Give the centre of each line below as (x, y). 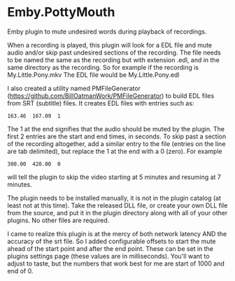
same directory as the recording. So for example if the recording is (103, 67)
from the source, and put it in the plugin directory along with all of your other (117, 212)
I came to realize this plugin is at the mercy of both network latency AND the (117, 233)
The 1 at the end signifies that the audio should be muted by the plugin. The (116, 129)
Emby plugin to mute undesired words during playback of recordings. (107, 31)
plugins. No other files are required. (58, 220)
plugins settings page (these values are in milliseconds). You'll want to (108, 256)
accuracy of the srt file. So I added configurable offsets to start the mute (112, 241)
